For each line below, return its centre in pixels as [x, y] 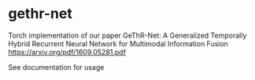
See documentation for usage [56, 67]
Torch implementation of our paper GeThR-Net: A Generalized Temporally [128, 35]
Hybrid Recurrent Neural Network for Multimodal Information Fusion [118, 43]
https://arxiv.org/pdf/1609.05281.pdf [67, 52]
